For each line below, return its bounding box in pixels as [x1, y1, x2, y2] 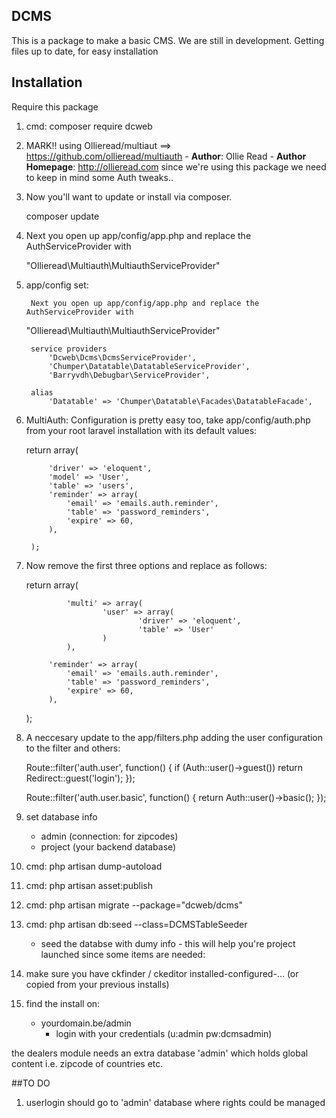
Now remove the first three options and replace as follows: [25, 559, 268, 571]
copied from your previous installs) [25, 978, 170, 990]
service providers [30, 344, 108, 354]
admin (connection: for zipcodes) [40, 830, 179, 842]
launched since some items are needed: [40, 948, 206, 960]
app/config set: [25, 279, 89, 291]
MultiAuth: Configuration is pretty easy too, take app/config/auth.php [25, 414, 311, 426]
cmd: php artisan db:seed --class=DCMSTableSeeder [25, 918, 248, 930]
